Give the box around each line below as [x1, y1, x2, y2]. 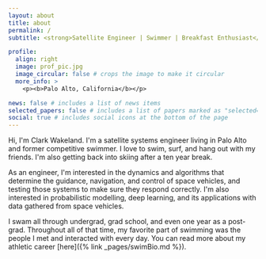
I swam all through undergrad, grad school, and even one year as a [8, 217, 227, 227]
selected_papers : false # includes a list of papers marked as [8, 106, 222, 115]
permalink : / [8, 26, 51, 34]
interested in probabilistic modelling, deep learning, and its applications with [8, 193, 256, 203]
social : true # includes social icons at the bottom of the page [8, 114, 228, 122]
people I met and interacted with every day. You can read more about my [8, 234, 246, 243]
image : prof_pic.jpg [15, 63, 83, 71]
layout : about [8, 11, 55, 20]
